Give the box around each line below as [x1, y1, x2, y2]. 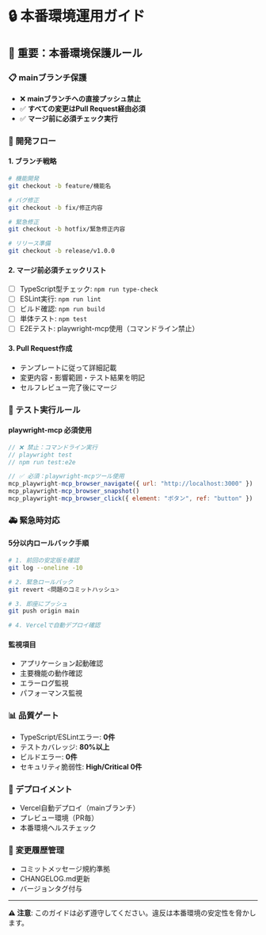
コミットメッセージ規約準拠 [19, 864, 111, 874]
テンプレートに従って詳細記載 [19, 362, 117, 372]
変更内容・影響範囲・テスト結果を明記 [19, 372, 145, 382]
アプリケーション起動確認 [19, 658, 104, 668]
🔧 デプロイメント [8, 784, 73, 795]
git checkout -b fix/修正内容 [8, 204, 103, 212]
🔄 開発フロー [8, 135, 57, 147]
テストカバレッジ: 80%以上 [19, 742, 110, 751]
